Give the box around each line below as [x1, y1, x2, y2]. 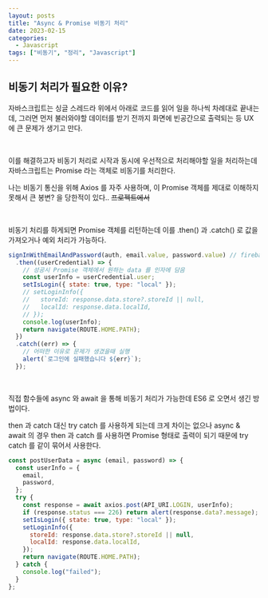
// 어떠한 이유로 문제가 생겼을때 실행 [22, 348, 130, 356]
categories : [8, 34, 48, 42]
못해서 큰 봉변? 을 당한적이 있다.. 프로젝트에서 [8, 193, 150, 202]
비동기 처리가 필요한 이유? [8, 81, 128, 94]
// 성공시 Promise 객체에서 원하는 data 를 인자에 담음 [22, 265, 186, 274]
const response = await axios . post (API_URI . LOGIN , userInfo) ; [22, 501, 234, 509]
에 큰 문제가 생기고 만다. [8, 123, 83, 133]
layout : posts [8, 11, 56, 20]
